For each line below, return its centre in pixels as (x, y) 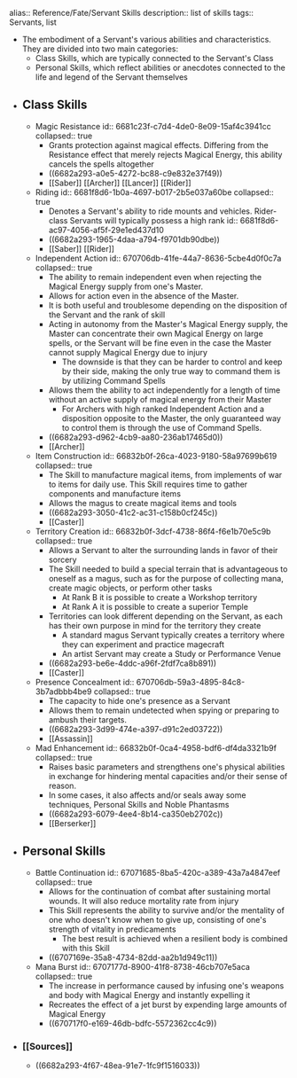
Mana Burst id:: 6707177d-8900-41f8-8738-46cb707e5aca (143, 966)
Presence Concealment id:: (85, 682)
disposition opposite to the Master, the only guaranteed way (171, 418)
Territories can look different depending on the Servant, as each (166, 616)
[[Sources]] (47, 1046)
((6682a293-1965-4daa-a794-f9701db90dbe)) (134, 239)
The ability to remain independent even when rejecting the (155, 277)
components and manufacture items (115, 493)
